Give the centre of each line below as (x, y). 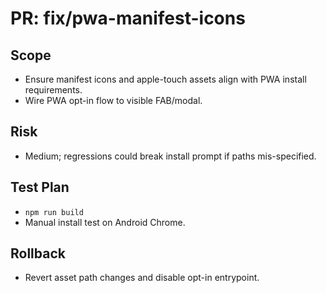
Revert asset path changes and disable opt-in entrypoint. (142, 278)
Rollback (38, 253)
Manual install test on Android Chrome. (105, 222)
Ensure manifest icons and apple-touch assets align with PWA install (165, 79)
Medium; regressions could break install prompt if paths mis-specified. (170, 156)
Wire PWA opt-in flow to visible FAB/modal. (113, 100)
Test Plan (40, 187)
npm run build (54, 212)
